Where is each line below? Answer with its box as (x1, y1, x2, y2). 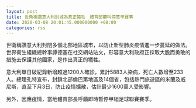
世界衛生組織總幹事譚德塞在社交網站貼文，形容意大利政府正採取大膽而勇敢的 (6, 49, 191, 56)
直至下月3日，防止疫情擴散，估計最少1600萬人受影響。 (21, 83, 154, 90)
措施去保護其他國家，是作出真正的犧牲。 (6, 56, 104, 63)
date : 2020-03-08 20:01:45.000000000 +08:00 (6, 19, 116, 25)
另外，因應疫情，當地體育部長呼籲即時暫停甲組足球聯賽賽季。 (6, 96, 155, 103)
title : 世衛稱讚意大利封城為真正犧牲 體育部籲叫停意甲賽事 (6, 14, 133, 20)
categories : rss (6, 25, 46, 31)
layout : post (6, 8, 38, 15)
